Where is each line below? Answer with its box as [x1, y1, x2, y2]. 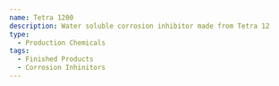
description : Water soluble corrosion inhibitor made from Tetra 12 [9, 21, 270, 30]
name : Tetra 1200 [9, 13, 74, 22]
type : [9, 30, 30, 39]
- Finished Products [17, 55, 94, 64]
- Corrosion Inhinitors [17, 64, 106, 73]
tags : [9, 47, 30, 56]
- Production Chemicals [17, 38, 106, 47]
